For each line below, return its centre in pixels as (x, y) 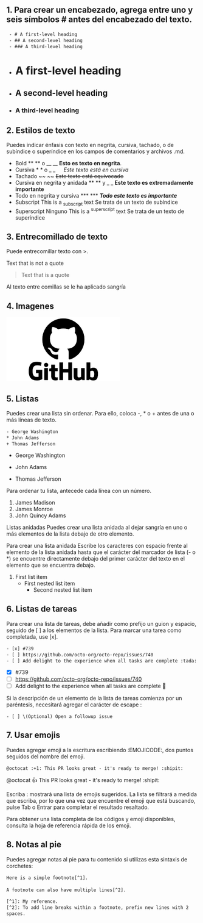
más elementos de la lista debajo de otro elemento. (70, 534)
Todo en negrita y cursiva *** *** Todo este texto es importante (96, 196)
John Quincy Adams (40, 515)
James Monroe (34, 509)
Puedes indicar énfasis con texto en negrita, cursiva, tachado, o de (90, 145)
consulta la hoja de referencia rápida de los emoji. (69, 825)
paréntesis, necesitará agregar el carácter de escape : (74, 705)
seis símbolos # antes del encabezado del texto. (99, 20)
